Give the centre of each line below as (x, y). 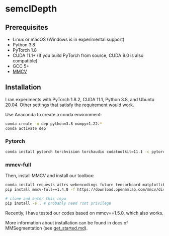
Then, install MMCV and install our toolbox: (50, 176)
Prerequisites (27, 27)
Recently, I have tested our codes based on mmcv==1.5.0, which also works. (84, 213)
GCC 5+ (21, 66)
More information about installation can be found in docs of (67, 222)
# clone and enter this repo (36, 199)
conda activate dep (26, 128)
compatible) (25, 61)
